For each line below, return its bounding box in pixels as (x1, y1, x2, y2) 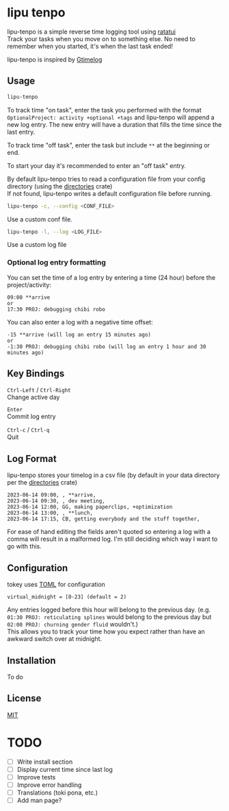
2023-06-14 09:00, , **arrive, (7, 492, 96, 498)
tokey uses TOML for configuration (7, 581, 106, 589)
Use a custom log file (7, 241, 67, 249)
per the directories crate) (7, 479, 77, 487)
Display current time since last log (16, 765, 113, 773)
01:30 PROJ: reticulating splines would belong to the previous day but (7, 613, 212, 621)
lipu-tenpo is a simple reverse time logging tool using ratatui (7, 27, 176, 36)
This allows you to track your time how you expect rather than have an (7, 627, 205, 636)
